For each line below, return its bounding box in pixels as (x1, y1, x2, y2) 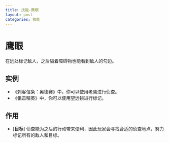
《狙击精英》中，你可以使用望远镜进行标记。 (12, 95, 107, 101)
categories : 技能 (5, 17, 41, 22)
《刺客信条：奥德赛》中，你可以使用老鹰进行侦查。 (12, 89, 120, 95)
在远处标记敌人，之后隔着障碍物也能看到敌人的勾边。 (5, 58, 117, 64)
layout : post (5, 12, 33, 17)
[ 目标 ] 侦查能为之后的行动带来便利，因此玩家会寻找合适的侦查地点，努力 (12, 125, 164, 132)
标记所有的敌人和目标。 (12, 132, 62, 138)
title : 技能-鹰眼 (5, 7, 39, 13)
